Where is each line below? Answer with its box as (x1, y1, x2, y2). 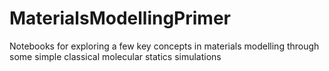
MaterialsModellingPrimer (9, 7, 232, 30)
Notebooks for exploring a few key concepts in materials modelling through (9, 40, 320, 52)
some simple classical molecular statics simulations (9, 50, 222, 62)
